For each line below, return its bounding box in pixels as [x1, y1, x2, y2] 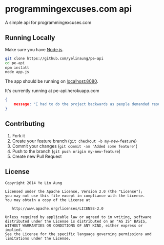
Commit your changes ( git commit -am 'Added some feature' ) [12, 143, 138, 149]
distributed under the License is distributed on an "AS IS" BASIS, [5, 219, 147, 224]
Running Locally [5, 34, 55, 42]
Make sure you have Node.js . [5, 46, 64, 52]
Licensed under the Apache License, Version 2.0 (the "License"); [5, 189, 143, 194]
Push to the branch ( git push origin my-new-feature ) [12, 148, 121, 154]
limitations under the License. [5, 236, 71, 241]
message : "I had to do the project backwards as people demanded [14, 102, 150, 107]
